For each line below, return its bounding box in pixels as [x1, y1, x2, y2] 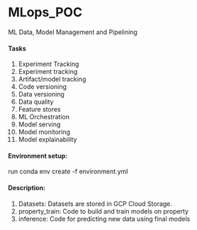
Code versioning [18, 82, 67, 91]
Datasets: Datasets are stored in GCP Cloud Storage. [18, 199, 173, 208]
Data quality [18, 97, 54, 106]
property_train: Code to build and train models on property [18, 207, 189, 215]
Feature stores [18, 105, 61, 114]
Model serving [18, 120, 61, 128]
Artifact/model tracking [18, 75, 86, 84]
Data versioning [18, 90, 64, 99]
